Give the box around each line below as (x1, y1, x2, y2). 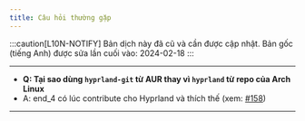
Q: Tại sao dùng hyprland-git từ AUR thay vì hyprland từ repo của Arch (22, 73, 291, 84)
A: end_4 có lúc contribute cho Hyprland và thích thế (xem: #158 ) (22, 92, 266, 104)
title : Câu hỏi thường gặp (9, 13, 112, 23)
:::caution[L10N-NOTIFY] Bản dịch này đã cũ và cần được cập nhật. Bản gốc (9, 38, 293, 49)
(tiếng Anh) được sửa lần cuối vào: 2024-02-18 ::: (9, 47, 195, 59)
